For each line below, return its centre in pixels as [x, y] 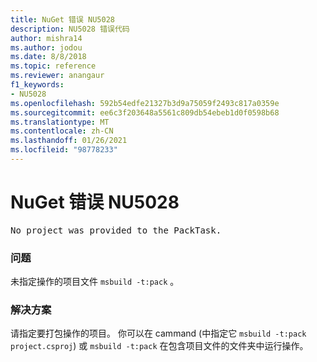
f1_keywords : [37, 85]
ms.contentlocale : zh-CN [62, 131]
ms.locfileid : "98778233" [64, 150]
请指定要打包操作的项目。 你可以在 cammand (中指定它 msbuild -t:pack [158, 333]
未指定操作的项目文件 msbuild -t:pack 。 [95, 282]
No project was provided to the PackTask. [116, 230]
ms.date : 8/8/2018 [48, 57]
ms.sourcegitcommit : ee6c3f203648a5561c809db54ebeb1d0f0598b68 [145, 112]
